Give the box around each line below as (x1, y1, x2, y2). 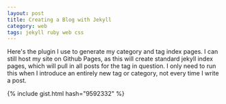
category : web (7, 22, 48, 29)
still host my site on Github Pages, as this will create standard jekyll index (7, 55, 214, 63)
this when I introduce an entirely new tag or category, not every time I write (7, 69, 219, 77)
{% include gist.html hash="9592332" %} (7, 90, 125, 98)
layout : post (7, 10, 45, 17)
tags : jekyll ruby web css (7, 29, 84, 36)
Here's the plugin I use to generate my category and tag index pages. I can (7, 48, 218, 56)
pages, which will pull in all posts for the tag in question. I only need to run (7, 62, 216, 70)
